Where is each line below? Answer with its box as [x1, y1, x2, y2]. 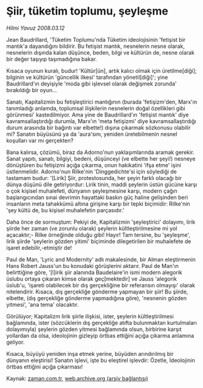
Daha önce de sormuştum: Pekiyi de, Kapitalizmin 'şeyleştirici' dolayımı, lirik [6, 218, 196, 226]
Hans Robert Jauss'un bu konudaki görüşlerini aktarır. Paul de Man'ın [6, 262, 179, 269]
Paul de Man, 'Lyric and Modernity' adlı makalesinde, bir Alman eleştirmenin [6, 256, 196, 263]
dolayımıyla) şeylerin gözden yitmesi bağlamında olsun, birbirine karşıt [6, 326, 182, 333]
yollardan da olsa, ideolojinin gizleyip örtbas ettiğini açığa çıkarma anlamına [6, 332, 195, 339]
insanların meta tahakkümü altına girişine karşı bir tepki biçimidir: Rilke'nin [6, 200, 190, 207]
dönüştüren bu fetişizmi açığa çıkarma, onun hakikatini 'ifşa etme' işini [6, 161, 182, 169]
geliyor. [6, 338, 25, 346]
